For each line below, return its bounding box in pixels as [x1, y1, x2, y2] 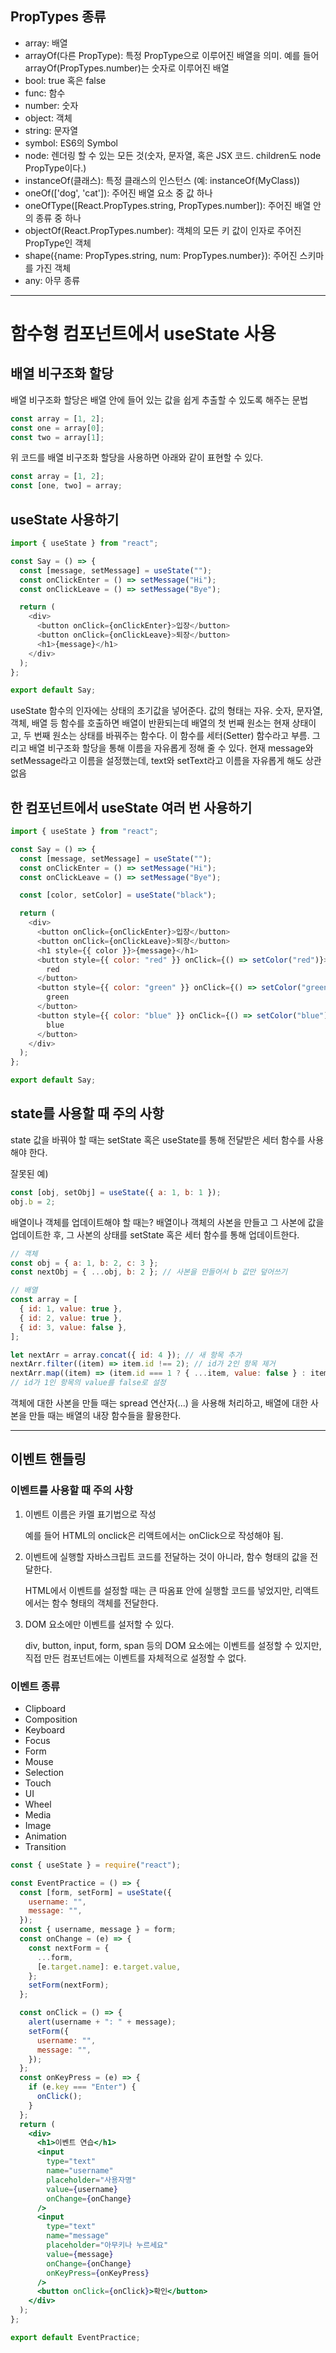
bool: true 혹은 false [24, 74, 107, 86]
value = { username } [46, 2184, 118, 2194]
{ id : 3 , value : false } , [19, 1322, 128, 1332]
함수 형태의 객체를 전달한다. [51, 1597, 159, 1609]
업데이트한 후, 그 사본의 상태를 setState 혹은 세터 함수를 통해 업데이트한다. [10, 1228, 300, 1241]
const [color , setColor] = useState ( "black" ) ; [19, 890, 217, 901]
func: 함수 [24, 87, 66, 99]
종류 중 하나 [35, 212, 82, 224]
